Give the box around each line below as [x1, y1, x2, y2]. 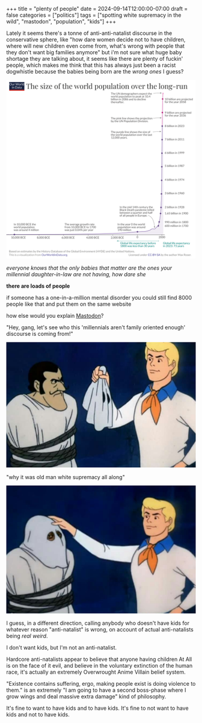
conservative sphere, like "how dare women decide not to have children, [6, 36, 186, 43]
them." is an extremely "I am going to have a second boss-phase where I [6, 686, 186, 694]
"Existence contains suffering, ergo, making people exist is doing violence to [6, 680, 196, 687]
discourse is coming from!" [6, 330, 73, 338]
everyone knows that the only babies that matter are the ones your [6, 264, 173, 272]
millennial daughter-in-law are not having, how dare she [6, 271, 146, 278]
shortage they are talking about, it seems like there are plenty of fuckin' [6, 55, 183, 62]
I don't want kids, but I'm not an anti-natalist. [6, 644, 117, 651]
